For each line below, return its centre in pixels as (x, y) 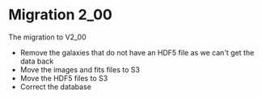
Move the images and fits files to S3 (80, 69)
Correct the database (55, 87)
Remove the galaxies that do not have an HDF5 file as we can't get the (137, 52)
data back (37, 61)
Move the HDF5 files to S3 (64, 78)
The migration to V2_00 (47, 37)
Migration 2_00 (61, 15)
